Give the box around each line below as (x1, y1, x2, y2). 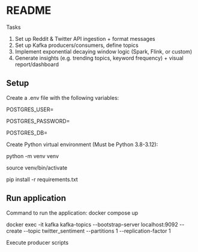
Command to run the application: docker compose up (6, 209, 139, 217)
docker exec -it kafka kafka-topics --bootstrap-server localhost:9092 (6, 221, 178, 228)
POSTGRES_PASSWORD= (6, 117, 70, 124)
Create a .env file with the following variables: (6, 94, 119, 101)
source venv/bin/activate (6, 164, 68, 171)
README (6, 4, 52, 17)
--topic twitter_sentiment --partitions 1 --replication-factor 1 (23, 227, 171, 235)
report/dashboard (14, 61, 59, 68)
